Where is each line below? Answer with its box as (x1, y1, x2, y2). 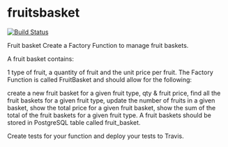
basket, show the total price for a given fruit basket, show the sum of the (7, 103, 216, 112)
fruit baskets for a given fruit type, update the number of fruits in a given (7, 96, 215, 105)
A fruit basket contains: (7, 54, 75, 63)
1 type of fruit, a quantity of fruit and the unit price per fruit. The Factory (7, 68, 214, 76)
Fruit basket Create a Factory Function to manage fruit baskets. (7, 41, 189, 49)
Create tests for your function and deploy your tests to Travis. (7, 132, 185, 140)
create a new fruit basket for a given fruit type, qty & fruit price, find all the (7, 89, 221, 97)
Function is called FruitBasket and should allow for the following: (7, 75, 192, 84)
